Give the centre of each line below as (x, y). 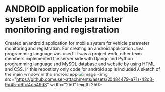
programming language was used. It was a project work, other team (74, 53)
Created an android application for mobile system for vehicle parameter (77, 43)
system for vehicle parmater (64, 19)
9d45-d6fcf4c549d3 (26, 84)
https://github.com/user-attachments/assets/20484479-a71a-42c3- (85, 79)
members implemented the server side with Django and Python (69, 58)
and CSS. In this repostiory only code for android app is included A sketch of (82, 69)
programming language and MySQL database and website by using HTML (80, 64)
